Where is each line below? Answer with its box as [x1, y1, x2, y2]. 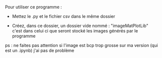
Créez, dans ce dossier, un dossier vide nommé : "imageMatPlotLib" [12, 23, 149, 29]
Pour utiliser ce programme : [5, 4, 62, 10]
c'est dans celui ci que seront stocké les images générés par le [12, 28, 138, 33]
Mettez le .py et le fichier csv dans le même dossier [12, 14, 115, 19]
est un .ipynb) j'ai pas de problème [5, 48, 74, 53]
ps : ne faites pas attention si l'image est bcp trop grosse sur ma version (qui [5, 43, 158, 48]
